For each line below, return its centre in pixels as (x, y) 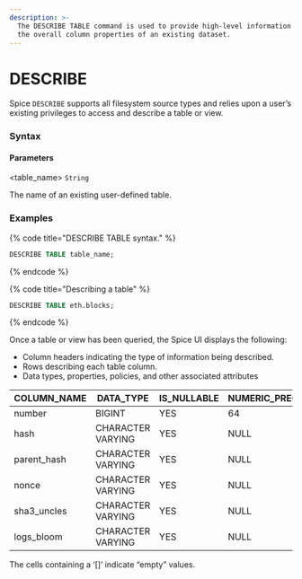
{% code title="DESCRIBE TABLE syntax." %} (93, 238)
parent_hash (40, 460)
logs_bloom (38, 537)
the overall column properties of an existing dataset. (124, 34)
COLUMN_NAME (50, 399)
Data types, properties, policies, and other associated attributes (140, 376)
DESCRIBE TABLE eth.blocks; (62, 305)
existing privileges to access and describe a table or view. (116, 113)
